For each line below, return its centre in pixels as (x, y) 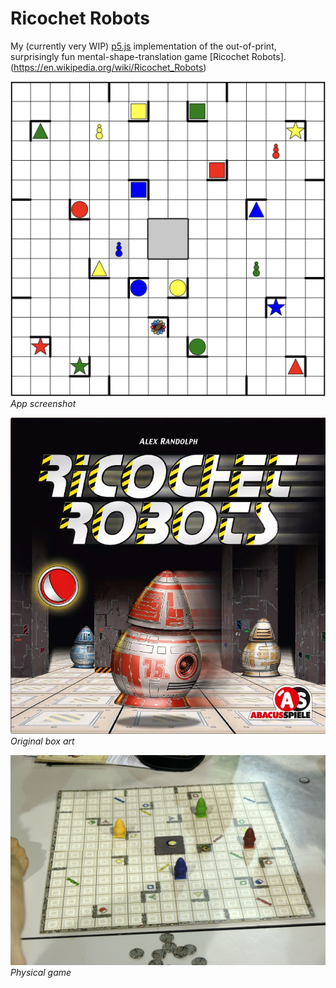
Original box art (42, 741)
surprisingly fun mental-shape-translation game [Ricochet (130, 56)
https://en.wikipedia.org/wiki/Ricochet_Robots (108, 67)
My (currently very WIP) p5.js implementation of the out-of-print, (143, 46)
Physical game (41, 972)
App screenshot (43, 403)
